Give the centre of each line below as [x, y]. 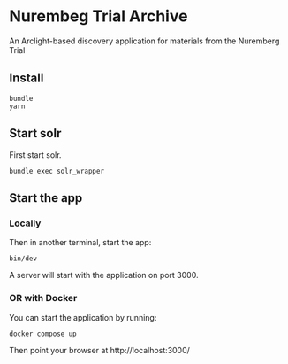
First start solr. [35, 155]
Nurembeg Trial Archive [99, 16]
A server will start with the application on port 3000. [104, 275]
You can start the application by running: [83, 317]
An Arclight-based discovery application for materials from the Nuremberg [144, 41]
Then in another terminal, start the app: [80, 243]
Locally [25, 223]
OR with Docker [43, 298]
